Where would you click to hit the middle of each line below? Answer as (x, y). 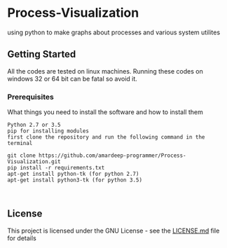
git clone (22, 156)
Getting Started (42, 54)
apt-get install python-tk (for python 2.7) (73, 174)
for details (22, 238)
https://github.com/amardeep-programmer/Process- (112, 156)
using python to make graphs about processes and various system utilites (114, 32)
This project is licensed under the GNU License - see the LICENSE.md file (113, 230)
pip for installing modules (48, 131)
